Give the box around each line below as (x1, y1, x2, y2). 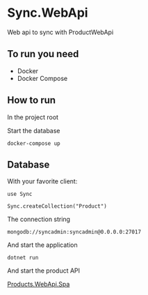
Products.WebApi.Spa (7, 280, 70, 289)
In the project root (7, 113, 59, 121)
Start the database (7, 126, 60, 135)
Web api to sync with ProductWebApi (7, 28, 114, 36)
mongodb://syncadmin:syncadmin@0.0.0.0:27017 (7, 229, 141, 236)
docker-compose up (7, 139, 60, 147)
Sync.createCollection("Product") (7, 203, 108, 210)
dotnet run (7, 255, 39, 262)
